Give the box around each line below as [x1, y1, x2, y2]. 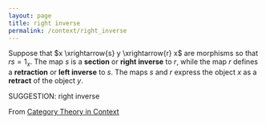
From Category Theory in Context [8, 107, 119, 117]
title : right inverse [8, 19, 81, 27]
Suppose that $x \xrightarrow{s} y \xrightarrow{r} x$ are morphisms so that [8, 49, 259, 58]
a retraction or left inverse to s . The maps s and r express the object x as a [8, 67, 257, 77]
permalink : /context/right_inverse [8, 26, 127, 34]
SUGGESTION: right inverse [8, 91, 100, 101]
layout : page [8, 11, 52, 20]
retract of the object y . [8, 76, 84, 86]
